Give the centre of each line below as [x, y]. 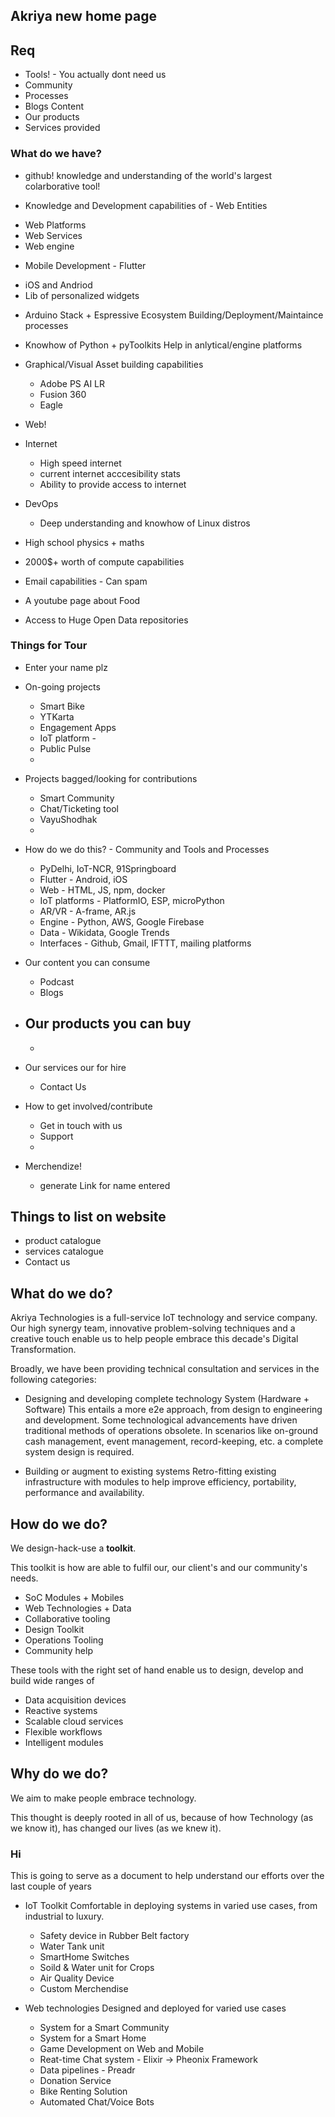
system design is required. [79, 1452]
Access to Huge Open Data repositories [106, 620]
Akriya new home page [83, 16]
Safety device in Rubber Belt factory [114, 1936]
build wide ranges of [52, 1681]
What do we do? [61, 1293]
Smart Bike [62, 706]
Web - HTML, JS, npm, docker [102, 890]
